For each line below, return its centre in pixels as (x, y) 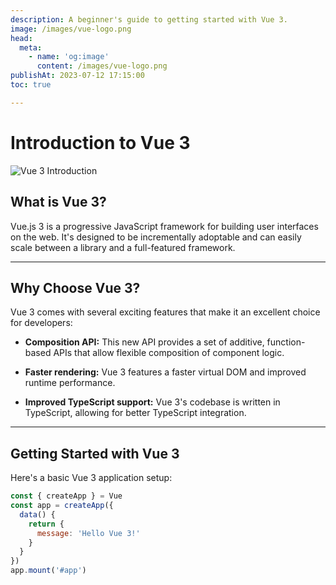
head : (21, 38)
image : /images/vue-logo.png (71, 29)
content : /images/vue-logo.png (102, 66)
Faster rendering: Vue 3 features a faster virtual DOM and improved (165, 372)
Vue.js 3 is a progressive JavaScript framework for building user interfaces (164, 226)
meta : (31, 47)
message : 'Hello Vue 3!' (88, 533)
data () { (37, 514)
